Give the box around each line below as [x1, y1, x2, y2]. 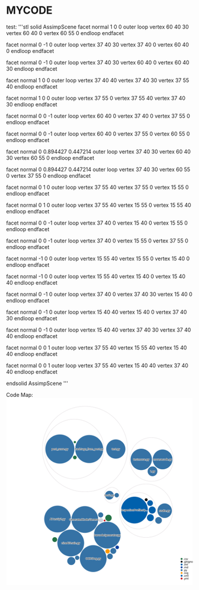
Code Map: [6, 391, 34, 398]
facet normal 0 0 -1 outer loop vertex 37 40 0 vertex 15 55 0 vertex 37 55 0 [6, 237, 188, 244]
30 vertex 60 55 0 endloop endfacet [6, 154, 95, 161]
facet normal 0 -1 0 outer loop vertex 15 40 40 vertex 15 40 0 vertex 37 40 [6, 308, 187, 315]
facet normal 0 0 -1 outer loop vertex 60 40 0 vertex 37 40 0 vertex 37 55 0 [6, 112, 191, 119]
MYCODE [6, 4, 53, 17]
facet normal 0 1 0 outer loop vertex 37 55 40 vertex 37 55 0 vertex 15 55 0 [6, 184, 189, 191]
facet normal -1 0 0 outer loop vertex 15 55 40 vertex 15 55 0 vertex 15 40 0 [6, 255, 190, 262]
